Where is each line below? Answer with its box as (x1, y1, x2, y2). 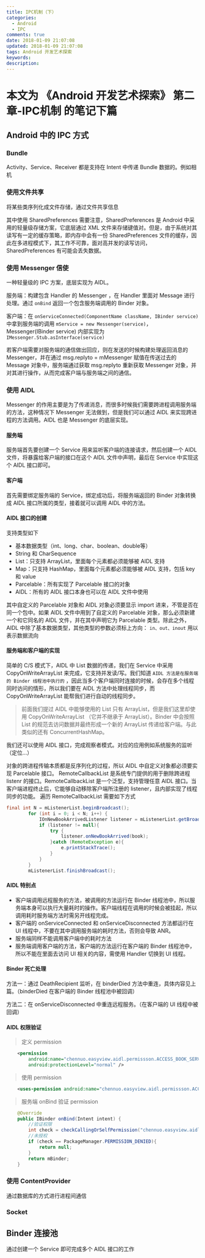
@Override (17, 1110, 43, 1116)
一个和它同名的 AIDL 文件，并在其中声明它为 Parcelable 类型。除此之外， (6, 616, 190, 624)
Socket (6, 1208, 28, 1216)
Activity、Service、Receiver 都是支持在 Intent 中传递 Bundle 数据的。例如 (6, 164, 192, 171)
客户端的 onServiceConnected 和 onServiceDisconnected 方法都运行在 (15, 919, 194, 926)
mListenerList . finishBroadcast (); (28, 868, 116, 874)
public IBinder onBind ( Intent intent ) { (17, 1116, 121, 1122)
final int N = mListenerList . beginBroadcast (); (6, 805, 130, 811)
